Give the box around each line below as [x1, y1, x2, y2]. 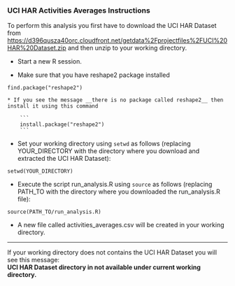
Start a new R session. [17, 57, 83, 66]
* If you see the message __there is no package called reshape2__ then [7, 96, 224, 103]
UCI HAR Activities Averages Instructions [7, 6, 150, 15]
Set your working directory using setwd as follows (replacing [17, 139, 191, 148]
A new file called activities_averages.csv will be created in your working [17, 221, 225, 229]
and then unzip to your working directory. [67, 44, 187, 52]
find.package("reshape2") [7, 85, 83, 92]
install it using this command [7, 103, 99, 110]
